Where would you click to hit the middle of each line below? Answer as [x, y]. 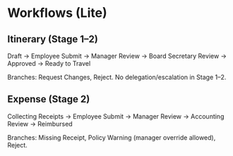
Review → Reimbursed [40, 124]
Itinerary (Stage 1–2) [53, 39]
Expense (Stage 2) [49, 99]
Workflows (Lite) [57, 13]
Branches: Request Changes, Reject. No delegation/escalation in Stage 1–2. [117, 77]
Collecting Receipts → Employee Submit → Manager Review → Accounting [116, 116]
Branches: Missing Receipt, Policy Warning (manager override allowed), [112, 137]
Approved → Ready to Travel [49, 64]
